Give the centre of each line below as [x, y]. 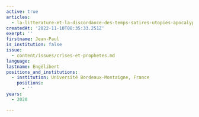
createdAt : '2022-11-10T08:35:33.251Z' [55, 28]
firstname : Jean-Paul [33, 39]
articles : [18, 17]
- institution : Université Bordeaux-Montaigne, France [81, 77]
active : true [22, 12]
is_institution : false [34, 45]
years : [14, 94]
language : [18, 61]
